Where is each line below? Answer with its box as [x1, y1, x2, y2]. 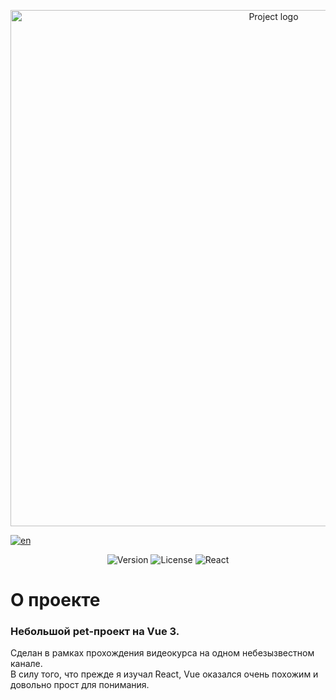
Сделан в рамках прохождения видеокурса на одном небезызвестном [10, 647, 315, 659]
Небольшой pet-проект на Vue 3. [10, 625, 180, 639]
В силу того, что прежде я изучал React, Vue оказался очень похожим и [10, 668, 319, 680]
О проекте [10, 589, 101, 612]
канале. [10, 658, 43, 670]
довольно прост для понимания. [10, 679, 150, 691]
